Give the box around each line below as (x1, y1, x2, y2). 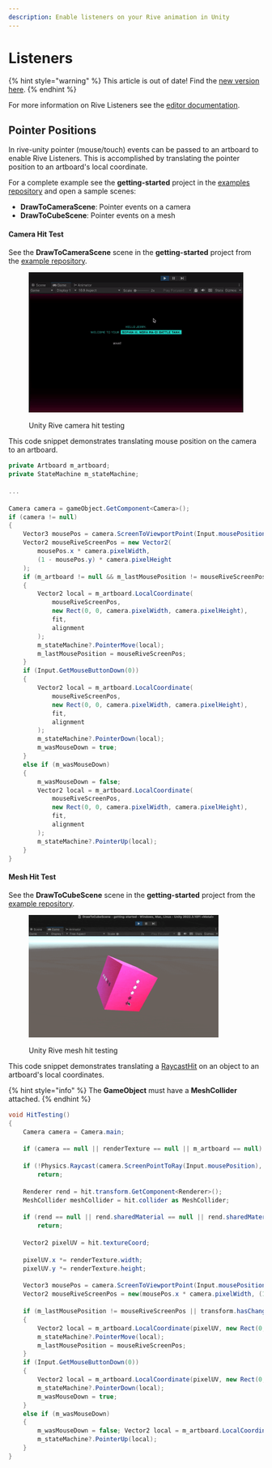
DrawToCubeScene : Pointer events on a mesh (19, 211, 176, 220)
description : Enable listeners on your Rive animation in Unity (8, 13, 230, 21)
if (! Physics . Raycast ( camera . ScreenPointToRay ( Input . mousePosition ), (23, 1162, 263, 1170)
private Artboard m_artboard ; (8, 462, 111, 470)
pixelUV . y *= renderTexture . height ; (23, 1264, 147, 1273)
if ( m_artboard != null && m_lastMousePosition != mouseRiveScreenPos (23, 572, 266, 581)
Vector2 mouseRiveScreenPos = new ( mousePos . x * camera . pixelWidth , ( (23, 1290, 263, 1299)
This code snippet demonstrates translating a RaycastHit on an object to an (8, 1061, 259, 1070)
